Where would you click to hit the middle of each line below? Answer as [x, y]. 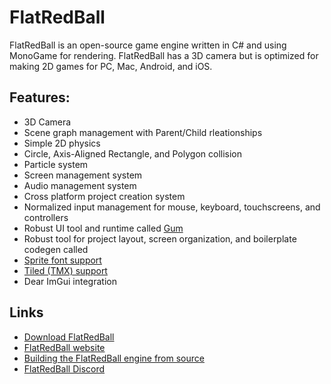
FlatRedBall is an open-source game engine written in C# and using [148, 45]
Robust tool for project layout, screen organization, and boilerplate [160, 238]
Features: [40, 97]
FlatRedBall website [64, 347]
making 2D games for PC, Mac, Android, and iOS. [111, 66]
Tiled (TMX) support [65, 270]
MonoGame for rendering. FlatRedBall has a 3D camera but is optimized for [164, 55]
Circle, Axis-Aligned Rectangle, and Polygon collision [133, 153]
